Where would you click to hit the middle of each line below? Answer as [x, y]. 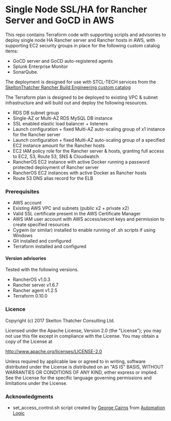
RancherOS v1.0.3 [31, 280]
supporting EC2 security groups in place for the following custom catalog [83, 45]
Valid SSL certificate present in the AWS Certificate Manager [77, 214]
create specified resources [41, 225]
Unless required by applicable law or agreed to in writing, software [76, 361]
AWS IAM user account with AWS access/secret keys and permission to [89, 219]
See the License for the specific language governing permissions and [79, 378]
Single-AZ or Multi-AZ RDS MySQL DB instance [62, 118]
